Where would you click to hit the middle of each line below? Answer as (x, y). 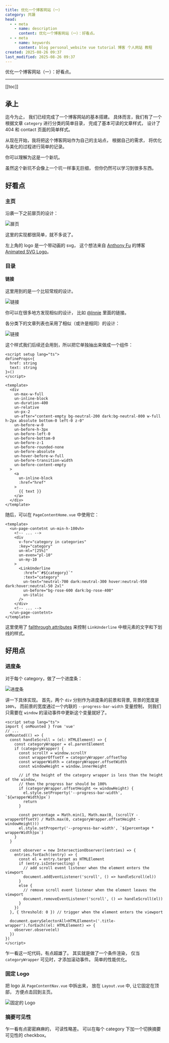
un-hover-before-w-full (39, 456)
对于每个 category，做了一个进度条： (44, 678)
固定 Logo (17, 974)
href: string (23, 363)
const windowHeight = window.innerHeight (63, 766)
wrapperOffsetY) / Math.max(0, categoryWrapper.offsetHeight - (73, 819)
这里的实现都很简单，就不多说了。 (40, 234)
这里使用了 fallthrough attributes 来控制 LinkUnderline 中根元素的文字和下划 (84, 627)
